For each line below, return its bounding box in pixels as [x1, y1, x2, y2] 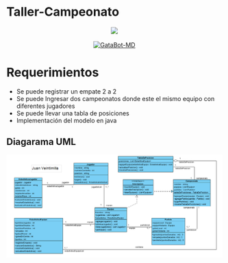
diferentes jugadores [16, 102, 75, 110]
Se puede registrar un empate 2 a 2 [16, 87, 117, 96]
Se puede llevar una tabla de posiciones [16, 109, 129, 117]
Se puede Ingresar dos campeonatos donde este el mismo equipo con [16, 94, 215, 102]
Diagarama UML [6, 136, 77, 148]
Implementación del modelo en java [16, 116, 117, 124]
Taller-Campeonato [6, 4, 120, 20]
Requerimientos [6, 65, 99, 81]
